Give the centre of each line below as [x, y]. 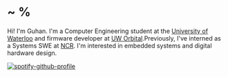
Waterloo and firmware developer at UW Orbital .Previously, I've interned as [114, 38]
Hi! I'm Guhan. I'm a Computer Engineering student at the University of [108, 31]
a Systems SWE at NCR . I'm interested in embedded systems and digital [110, 45]
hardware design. [32, 53]
